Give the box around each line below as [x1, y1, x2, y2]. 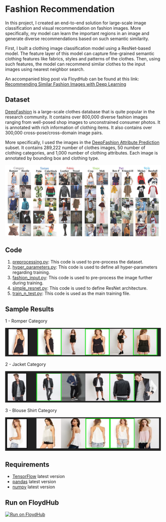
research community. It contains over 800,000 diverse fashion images [5, 114, 148, 120]
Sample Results [5, 305, 54, 313]
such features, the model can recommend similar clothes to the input [5, 61, 146, 67]
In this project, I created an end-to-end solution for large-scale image [5, 20, 147, 26]
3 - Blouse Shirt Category [5, 408, 57, 414]
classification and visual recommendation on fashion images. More [5, 25, 141, 31]
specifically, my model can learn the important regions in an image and [5, 30, 150, 36]
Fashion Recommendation [5, 3, 115, 15]
